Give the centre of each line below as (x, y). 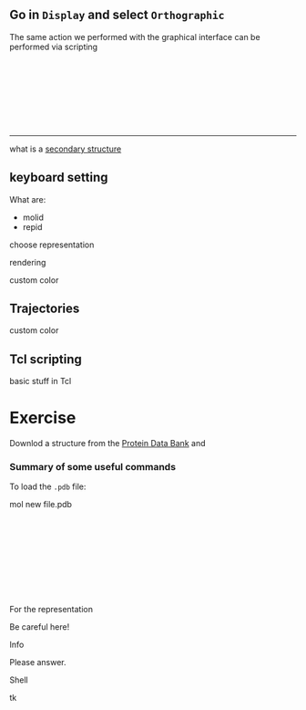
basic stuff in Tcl (41, 381)
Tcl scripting (46, 359)
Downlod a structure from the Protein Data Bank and (107, 444)
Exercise (43, 418)
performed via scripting (54, 47)
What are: (28, 199)
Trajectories (45, 309)
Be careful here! (40, 627)
